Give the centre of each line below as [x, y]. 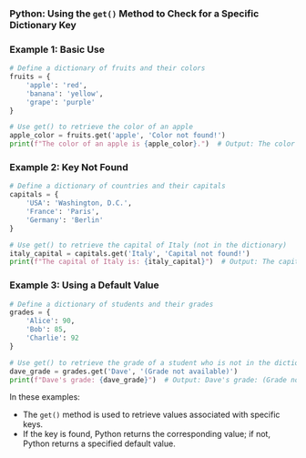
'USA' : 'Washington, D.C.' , [79, 203]
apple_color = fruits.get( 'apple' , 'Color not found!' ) [117, 136]
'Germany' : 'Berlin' [65, 220]
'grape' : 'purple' [61, 102]
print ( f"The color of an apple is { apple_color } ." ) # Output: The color [153, 144]
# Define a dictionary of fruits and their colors [107, 68]
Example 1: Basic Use [57, 49]
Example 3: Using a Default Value [84, 285]
